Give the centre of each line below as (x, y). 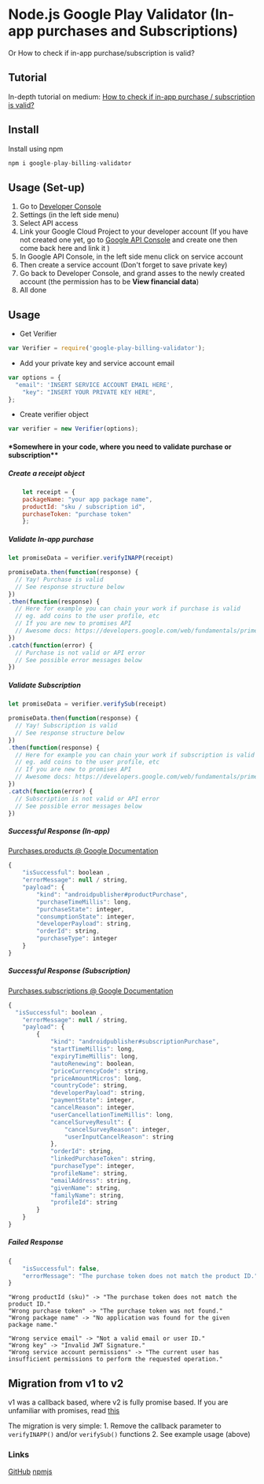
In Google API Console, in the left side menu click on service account (131, 256)
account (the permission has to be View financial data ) (109, 282)
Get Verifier (38, 334)
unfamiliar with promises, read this (64, 1411)
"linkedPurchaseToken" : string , (103, 1159)
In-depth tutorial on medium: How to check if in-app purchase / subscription (132, 97)
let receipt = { (49, 492)
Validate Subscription (44, 685)
